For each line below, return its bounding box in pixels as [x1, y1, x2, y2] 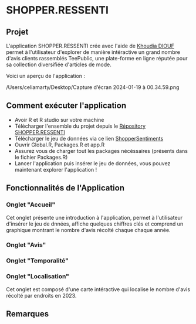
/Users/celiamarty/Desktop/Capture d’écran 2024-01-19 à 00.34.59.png [6, 84, 180, 91]
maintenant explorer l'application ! [14, 166, 97, 173]
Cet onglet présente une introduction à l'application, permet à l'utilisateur [6, 214, 183, 221]
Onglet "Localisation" [6, 272, 69, 281]
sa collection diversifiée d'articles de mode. [6, 61, 111, 68]
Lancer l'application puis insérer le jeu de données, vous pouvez [14, 159, 171, 167]
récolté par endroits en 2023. [6, 292, 77, 299]
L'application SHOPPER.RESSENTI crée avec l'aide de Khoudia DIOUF [6, 42, 174, 49]
